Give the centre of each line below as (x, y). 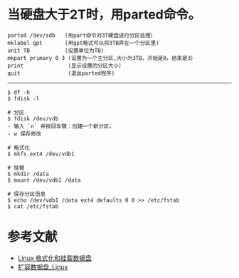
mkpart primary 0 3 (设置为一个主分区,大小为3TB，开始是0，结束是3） (102, 58)
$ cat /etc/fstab (33, 206)
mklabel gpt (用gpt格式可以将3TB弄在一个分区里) (83, 43)
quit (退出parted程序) (61, 73)
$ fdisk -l (23, 98)
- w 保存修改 (25, 134)
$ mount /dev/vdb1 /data (44, 180)
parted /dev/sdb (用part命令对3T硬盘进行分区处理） (82, 35)
